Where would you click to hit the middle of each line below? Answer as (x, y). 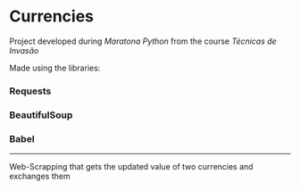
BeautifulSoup (41, 115)
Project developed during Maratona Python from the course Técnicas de (143, 41)
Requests (30, 91)
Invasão (24, 50)
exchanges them (40, 177)
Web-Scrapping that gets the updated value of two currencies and (131, 167)
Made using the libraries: (55, 68)
